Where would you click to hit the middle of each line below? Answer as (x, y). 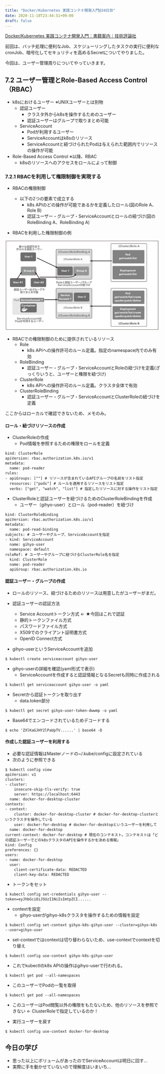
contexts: (15, 804)
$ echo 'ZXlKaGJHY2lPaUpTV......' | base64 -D (54, 730)
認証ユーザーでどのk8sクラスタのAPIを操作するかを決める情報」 (65, 840)
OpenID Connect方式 (41, 638)
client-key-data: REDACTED (42, 874)
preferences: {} (22, 850)
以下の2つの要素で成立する (47, 199)
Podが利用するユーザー (50, 132)
